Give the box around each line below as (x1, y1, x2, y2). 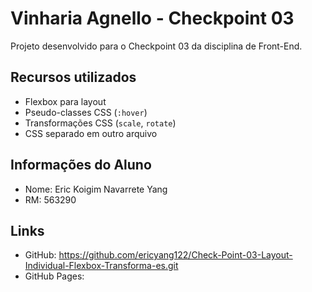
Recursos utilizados (10, 69, 137, 86)
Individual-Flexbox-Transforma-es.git (24, 260, 179, 272)
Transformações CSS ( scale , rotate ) (24, 117, 177, 129)
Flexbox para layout (24, 95, 107, 107)
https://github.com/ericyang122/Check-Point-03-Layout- (58, 249, 293, 261)
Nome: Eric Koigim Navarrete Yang (24, 183, 168, 195)
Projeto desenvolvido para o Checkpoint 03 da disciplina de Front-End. (10, 40, 303, 52)
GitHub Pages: (24, 270, 85, 282)
